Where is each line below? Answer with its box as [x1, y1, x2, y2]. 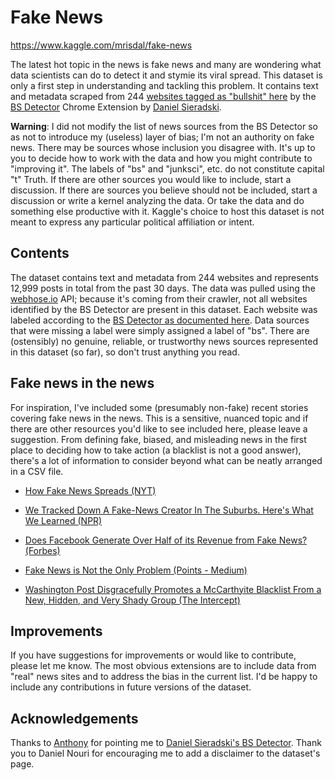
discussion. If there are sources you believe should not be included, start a [10, 184, 318, 196]
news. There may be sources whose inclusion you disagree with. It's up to [10, 141, 316, 153]
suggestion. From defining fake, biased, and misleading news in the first [10, 433, 307, 445]
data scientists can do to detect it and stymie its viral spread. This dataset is [10, 69, 323, 81]
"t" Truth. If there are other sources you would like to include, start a [10, 173, 292, 185]
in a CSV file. [10, 465, 64, 477]
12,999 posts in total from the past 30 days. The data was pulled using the [10, 282, 316, 294]
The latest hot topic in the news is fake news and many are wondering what [10, 58, 322, 70]
